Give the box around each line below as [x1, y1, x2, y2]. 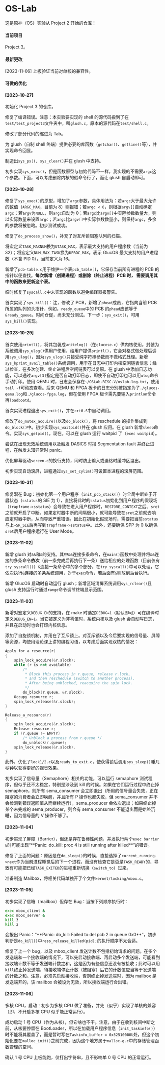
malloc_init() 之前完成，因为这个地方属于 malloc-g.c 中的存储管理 [22, 1037, 155, 1043]
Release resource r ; [14, 726, 56, 731]
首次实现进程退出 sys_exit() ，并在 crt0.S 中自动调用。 [5, 407, 114, 413]
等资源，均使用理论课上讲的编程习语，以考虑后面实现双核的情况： [5, 639, 138, 645]
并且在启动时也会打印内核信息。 [5, 622, 70, 628]
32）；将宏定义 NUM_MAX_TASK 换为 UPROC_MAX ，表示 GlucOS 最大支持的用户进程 [5, 250, 159, 256]
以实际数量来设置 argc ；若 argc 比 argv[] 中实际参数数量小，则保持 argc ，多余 [5, 216, 157, 222]
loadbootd [9, 398, 29, 403]
